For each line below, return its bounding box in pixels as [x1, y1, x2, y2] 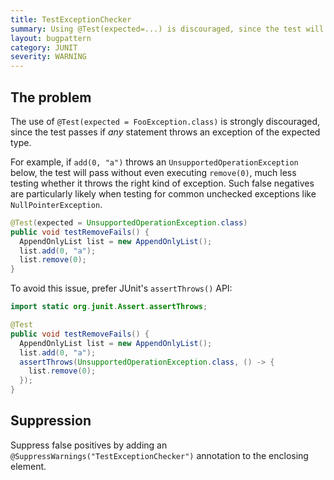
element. [10, 460, 47, 472]
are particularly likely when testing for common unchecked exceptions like [10, 187, 317, 200]
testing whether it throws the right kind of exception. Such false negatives [10, 177, 315, 189]
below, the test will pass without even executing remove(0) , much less [10, 166, 297, 178]
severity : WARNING [10, 52, 87, 62]
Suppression [10, 412, 92, 430]
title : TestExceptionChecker [10, 14, 132, 25]
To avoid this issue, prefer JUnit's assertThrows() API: [10, 282, 233, 295]
